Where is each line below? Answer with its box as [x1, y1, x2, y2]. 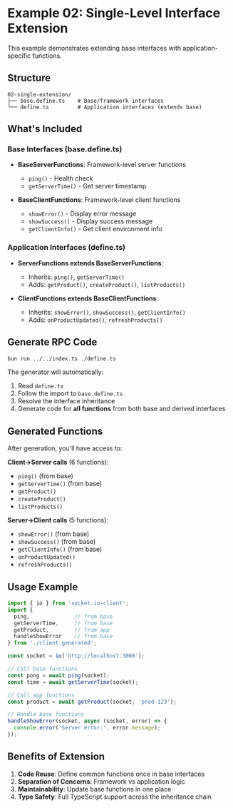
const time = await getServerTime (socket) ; [7, 678, 139, 686]
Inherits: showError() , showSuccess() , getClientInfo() [28, 308, 186, 316]
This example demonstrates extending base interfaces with [7, 44, 182, 52]
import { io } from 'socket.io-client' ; [7, 600, 130, 607]
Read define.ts [17, 382, 64, 390]
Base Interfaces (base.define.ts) [7, 144, 123, 154]
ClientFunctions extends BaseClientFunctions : [17, 294, 159, 303]
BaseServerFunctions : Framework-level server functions [17, 161, 187, 169]
